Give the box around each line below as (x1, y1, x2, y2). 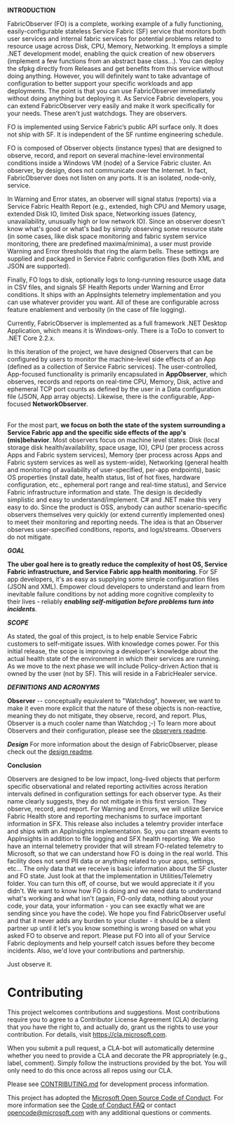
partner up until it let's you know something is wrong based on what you (7, 924, 216, 932)
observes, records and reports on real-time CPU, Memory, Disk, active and (7, 377, 223, 386)
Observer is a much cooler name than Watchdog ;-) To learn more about (7, 719, 216, 727)
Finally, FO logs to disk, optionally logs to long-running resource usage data (7, 275, 226, 284)
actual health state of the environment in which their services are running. (7, 655, 221, 662)
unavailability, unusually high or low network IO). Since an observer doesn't (7, 217, 226, 226)
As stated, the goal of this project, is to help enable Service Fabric (7, 632, 198, 640)
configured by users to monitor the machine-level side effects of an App (7, 355, 216, 363)
